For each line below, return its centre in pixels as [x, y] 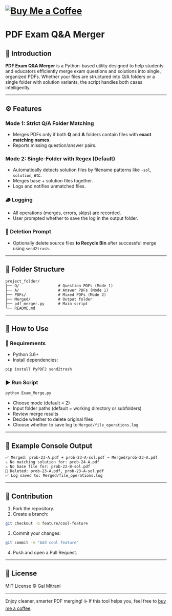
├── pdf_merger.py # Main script [47, 304]
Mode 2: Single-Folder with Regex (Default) [60, 158]
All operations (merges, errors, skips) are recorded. [67, 213]
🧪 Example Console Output [49, 446]
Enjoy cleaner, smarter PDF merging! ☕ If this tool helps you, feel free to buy [86, 601]
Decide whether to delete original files [53, 419]
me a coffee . [19, 608]
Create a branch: [30, 514]
